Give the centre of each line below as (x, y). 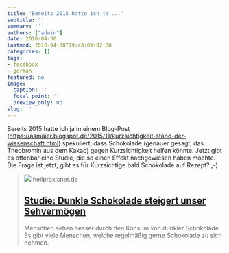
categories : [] (29, 52)
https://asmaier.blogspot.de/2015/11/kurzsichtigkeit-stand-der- (98, 136)
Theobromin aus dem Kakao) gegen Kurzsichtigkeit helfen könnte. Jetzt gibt (115, 150)
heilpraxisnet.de (55, 179)
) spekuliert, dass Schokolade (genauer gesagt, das (131, 143)
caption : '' (31, 90)
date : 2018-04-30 (32, 39)
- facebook (23, 64)
